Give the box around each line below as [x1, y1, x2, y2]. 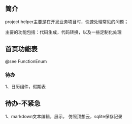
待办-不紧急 [5, 99, 41, 108]
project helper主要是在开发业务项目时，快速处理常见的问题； [5, 19, 129, 25]
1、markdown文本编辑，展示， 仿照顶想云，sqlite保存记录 [5, 113, 123, 119]
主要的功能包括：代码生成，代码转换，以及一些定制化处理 [5, 29, 122, 35]
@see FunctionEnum [5, 58, 47, 64]
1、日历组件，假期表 [5, 83, 46, 90]
